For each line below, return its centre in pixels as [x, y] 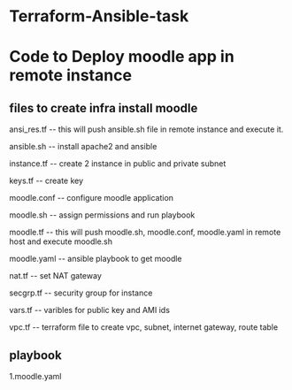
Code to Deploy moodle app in [122, 57]
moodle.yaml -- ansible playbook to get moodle [96, 259]
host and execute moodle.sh [61, 241]
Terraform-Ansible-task [99, 16]
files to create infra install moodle [104, 108]
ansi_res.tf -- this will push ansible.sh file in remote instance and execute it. [146, 129]
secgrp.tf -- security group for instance [81, 293]
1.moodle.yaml [35, 376]
